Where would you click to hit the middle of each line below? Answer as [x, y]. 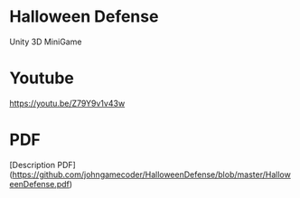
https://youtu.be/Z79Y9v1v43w [67, 103]
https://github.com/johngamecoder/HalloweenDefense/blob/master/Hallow [151, 174]
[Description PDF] [43, 165]
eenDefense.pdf [39, 184]
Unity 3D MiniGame [46, 42]
